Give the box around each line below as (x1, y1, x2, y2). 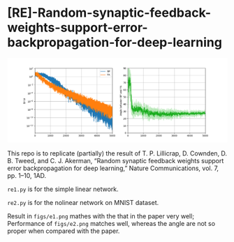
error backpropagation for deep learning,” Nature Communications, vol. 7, (7, 164, 219, 172)
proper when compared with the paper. (7, 227, 120, 235)
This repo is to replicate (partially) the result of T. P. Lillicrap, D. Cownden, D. (7, 149, 228, 158)
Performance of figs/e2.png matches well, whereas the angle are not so (7, 220, 215, 228)
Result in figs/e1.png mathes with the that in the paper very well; (7, 212, 194, 220)
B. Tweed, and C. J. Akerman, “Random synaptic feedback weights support (7, 157, 224, 165)
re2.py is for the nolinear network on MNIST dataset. (7, 199, 159, 207)
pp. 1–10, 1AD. (7, 172, 47, 180)
